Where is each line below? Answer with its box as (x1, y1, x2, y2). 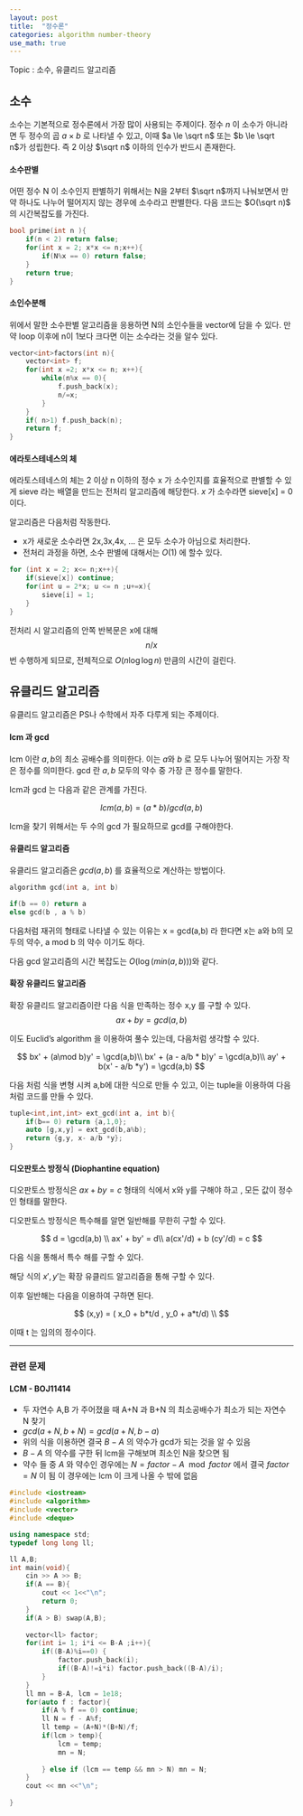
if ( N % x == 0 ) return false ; (41, 251, 147, 260)
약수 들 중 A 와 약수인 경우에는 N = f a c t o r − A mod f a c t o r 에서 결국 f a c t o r (22, 1459, 289, 1470)
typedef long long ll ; (9, 1538, 95, 1548)
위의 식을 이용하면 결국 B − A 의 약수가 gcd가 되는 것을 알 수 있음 (22, 1437, 251, 1447)
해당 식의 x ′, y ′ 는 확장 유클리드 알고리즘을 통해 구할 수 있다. (9, 1271, 215, 1282)
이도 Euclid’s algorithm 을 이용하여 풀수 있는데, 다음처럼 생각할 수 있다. (9, 1033, 260, 1044)
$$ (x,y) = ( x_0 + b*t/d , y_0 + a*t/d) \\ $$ (73, 1308, 230, 1319)
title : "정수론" (9, 22, 69, 31)
